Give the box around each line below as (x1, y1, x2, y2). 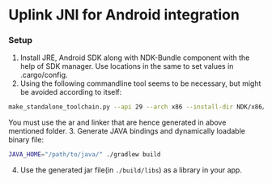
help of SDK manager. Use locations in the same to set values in (19, 62, 234, 71)
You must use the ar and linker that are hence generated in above (8, 117, 227, 127)
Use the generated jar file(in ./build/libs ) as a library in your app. (19, 165, 243, 175)
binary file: (8, 135, 45, 145)
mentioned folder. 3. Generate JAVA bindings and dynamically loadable (8, 126, 245, 136)
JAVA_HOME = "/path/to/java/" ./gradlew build (8, 151, 161, 159)
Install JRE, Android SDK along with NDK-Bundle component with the (19, 53, 250, 62)
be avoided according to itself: (19, 87, 122, 97)
